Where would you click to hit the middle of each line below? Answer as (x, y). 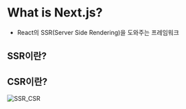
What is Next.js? (55, 13)
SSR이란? (27, 56)
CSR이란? (27, 81)
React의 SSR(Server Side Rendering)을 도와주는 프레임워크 (98, 32)
